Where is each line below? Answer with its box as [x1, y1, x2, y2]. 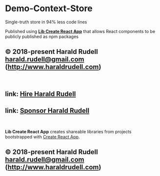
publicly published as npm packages [5, 34, 79, 39]
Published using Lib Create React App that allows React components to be [5, 28, 155, 34]
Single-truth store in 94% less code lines [5, 19, 87, 25]
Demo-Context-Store [5, 3, 93, 14]
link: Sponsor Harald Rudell [5, 106, 89, 115]
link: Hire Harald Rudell [5, 90, 76, 98]
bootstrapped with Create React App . [5, 134, 80, 140]
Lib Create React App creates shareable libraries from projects [5, 128, 132, 134]
